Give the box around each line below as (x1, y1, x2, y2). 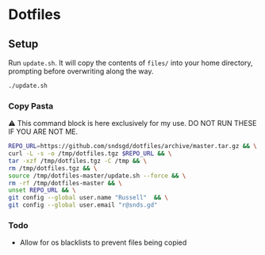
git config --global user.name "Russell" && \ (8, 194, 169, 202)
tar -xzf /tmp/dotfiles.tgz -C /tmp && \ (8, 157, 148, 165)
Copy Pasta (8, 101, 54, 112)
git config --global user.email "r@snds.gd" (8, 201, 158, 209)
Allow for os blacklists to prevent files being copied (19, 238, 187, 247)
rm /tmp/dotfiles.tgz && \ (8, 164, 98, 172)
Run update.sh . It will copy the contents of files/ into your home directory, (8, 58, 253, 67)
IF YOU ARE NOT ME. (8, 127, 78, 136)
